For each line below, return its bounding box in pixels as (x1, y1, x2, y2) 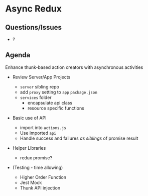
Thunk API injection (20, 184, 61, 191)
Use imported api (20, 130, 57, 136)
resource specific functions (27, 105, 84, 111)
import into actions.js (20, 124, 67, 131)
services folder (20, 94, 52, 101)
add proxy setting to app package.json (20, 89, 98, 95)
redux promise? (20, 154, 53, 161)
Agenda (5, 51, 31, 59)
